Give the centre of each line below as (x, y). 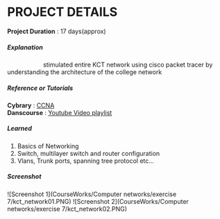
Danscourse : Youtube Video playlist (60, 112)
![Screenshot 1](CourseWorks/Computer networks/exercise (92, 194)
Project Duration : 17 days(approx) (57, 31)
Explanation (25, 47)
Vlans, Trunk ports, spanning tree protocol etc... (86, 161)
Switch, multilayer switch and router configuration (88, 153)
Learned (20, 128)
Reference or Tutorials (40, 88)
